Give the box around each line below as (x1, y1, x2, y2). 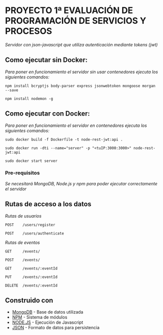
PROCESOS (5, 26, 53, 37)
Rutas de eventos (5, 239, 40, 245)
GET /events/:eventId (5, 266, 57, 271)
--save (5, 88, 18, 93)
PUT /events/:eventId (5, 275, 57, 279)
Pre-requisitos (5, 170, 40, 177)
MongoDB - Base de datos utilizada (12, 309, 84, 315)
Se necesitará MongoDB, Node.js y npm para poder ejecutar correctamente (5, 180, 158, 186)
